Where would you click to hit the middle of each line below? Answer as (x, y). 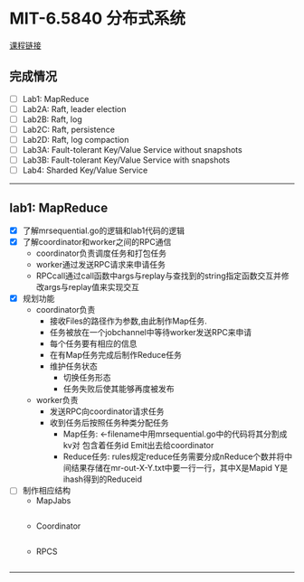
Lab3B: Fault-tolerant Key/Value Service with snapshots (126, 160)
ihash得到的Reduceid (103, 479)
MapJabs (53, 501)
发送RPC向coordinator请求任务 (107, 411)
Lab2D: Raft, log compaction (76, 140)
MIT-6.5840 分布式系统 (97, 19)
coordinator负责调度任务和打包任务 (101, 253)
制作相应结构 (46, 491)
